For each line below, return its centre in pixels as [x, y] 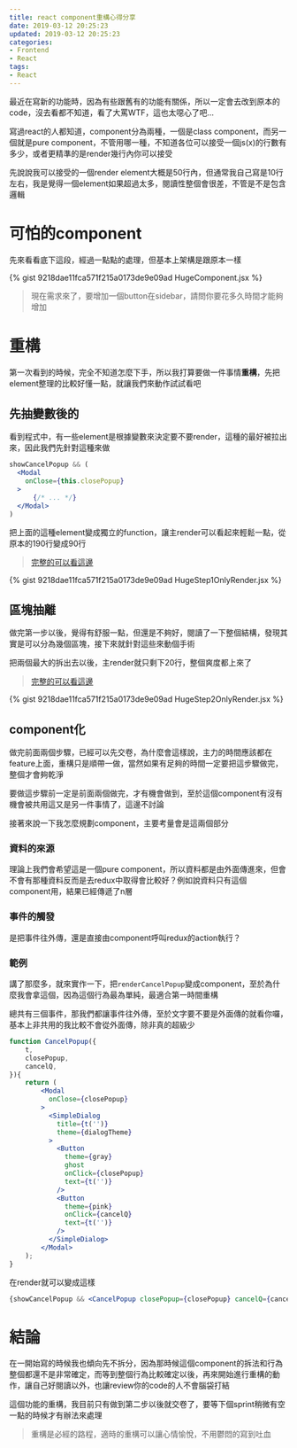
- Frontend [29, 51]
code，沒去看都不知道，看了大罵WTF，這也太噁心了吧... [112, 113]
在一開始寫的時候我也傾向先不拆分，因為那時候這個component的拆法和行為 [146, 1363]
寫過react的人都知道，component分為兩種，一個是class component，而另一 [148, 131]
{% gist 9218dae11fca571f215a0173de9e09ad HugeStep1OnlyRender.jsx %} [145, 580]
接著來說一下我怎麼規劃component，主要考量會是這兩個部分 [119, 823]
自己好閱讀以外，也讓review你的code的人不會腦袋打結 [131, 1386]
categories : [31, 42]
